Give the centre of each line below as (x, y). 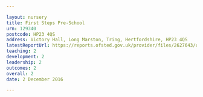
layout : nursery (27, 17)
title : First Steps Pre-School (46, 23)
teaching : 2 (21, 51)
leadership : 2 (24, 62)
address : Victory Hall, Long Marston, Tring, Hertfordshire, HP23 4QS (97, 40)
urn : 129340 (21, 28)
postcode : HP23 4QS (31, 34)
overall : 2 (20, 73)
